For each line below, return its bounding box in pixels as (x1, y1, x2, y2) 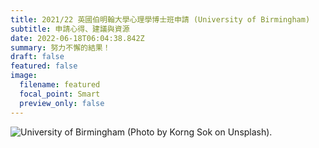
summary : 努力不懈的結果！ (10, 42, 111, 53)
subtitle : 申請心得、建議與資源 (10, 24, 130, 34)
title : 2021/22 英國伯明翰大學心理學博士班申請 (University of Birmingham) (10, 14, 311, 25)
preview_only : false (19, 98, 105, 108)
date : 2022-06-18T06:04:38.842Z (10, 33, 145, 43)
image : (10, 71, 38, 81)
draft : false (10, 52, 65, 62)
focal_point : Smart (19, 89, 101, 99)
